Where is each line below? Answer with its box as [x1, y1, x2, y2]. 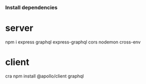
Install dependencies [5, 4, 58, 11]
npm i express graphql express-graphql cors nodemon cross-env [5, 39, 141, 45]
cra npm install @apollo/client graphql [5, 73, 84, 79]
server [5, 22, 34, 34]
